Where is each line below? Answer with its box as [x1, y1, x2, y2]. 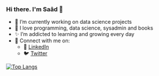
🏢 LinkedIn [23, 44, 49, 50]
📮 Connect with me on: [14, 37, 70, 44]
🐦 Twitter [23, 50, 48, 57]
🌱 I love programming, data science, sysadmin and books [14, 24, 154, 31]
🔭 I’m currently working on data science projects [14, 19, 132, 26]
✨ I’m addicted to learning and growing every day [14, 31, 135, 38]
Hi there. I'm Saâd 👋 [6, 5, 63, 13]
